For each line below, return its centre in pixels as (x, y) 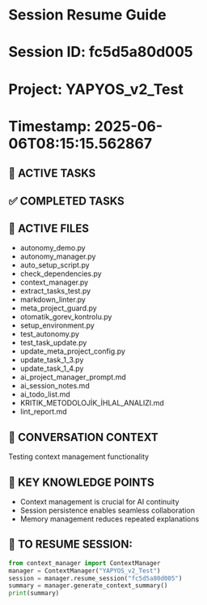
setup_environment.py (57, 325)
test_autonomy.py (49, 334)
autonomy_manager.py (58, 256)
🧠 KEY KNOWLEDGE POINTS (82, 482)
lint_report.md (43, 412)
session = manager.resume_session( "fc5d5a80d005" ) (95, 578)
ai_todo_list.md (45, 394)
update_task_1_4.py (52, 369)
